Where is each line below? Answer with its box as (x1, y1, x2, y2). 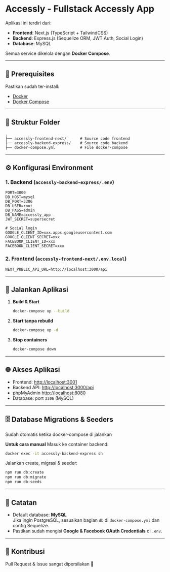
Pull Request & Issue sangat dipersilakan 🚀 (5, 561, 94, 567)
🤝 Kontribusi (5, 547, 45, 556)
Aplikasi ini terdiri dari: (5, 20, 52, 26)
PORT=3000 (5, 190, 26, 196)
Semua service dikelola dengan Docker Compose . (5, 50, 110, 56)
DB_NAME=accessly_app (5, 212, 51, 217)
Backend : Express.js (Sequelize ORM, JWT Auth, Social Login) (12, 35, 143, 41)
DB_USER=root (5, 204, 33, 209)
